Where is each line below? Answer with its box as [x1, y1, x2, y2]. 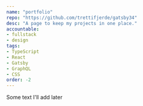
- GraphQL [6, 65, 32, 72]
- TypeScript [6, 49, 40, 55]
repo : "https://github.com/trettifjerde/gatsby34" [6, 15, 138, 21]
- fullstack [6, 32, 37, 38]
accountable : [6, 26, 40, 32]
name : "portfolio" [6, 9, 53, 15]
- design [6, 37, 29, 43]
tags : [6, 43, 20, 49]
